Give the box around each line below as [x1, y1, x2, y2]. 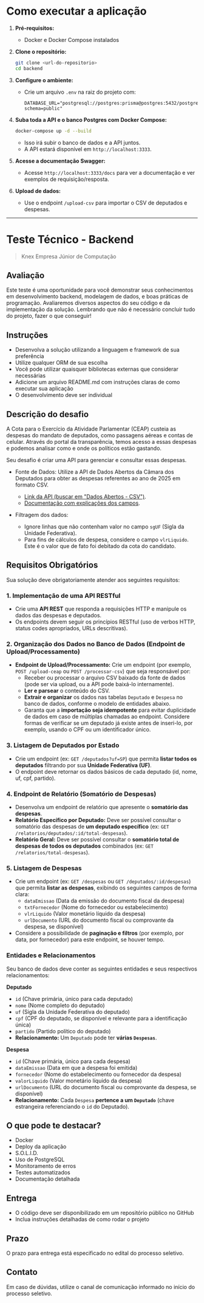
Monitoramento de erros [15, 1162, 76, 1170]
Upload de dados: [15, 187, 61, 194]
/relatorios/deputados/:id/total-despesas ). [15, 829, 128, 837]
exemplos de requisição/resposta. [24, 175, 109, 183]
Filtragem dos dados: [15, 511, 69, 518]
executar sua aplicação [15, 385, 74, 392]
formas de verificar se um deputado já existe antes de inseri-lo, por [24, 720, 193, 727]
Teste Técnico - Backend [6, 233, 134, 246]
